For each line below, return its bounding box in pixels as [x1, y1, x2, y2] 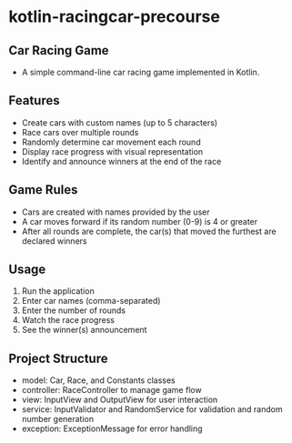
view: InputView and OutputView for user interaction [21, 394, 218, 406]
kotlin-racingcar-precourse [8, 6, 220, 27]
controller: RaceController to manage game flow [21, 385, 202, 396]
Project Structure [8, 350, 108, 366]
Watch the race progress [21, 315, 116, 326]
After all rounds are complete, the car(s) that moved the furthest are [21, 226, 277, 237]
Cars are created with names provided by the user [21, 206, 210, 217]
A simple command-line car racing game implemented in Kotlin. [21, 66, 260, 77]
